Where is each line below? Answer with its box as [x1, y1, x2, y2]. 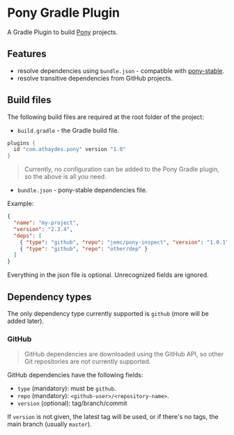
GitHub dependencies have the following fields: [7, 371, 143, 379]
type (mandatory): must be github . [17, 384, 116, 393]
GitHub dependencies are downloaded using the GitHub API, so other [24, 350, 224, 358]
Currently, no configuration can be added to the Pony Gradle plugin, [24, 165, 219, 173]
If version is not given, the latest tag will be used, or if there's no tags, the [7, 413, 219, 421]
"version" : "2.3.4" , [13, 226, 73, 232]
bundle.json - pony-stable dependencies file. [17, 186, 148, 194]
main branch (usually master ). [7, 420, 92, 429]
